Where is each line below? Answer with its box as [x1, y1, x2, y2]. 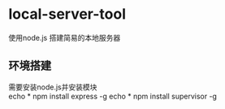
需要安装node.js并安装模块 [8, 82, 97, 92]
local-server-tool [8, 5, 126, 24]
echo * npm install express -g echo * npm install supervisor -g [8, 91, 218, 101]
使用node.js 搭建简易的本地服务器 [8, 33, 121, 42]
